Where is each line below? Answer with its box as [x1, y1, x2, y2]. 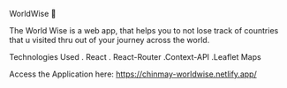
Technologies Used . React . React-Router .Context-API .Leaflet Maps [9, 52, 262, 62]
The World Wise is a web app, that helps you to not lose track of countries [9, 26, 279, 35]
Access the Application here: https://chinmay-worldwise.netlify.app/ [9, 69, 258, 79]
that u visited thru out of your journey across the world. [9, 35, 210, 45]
